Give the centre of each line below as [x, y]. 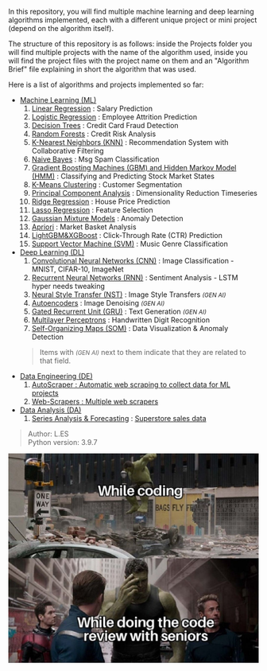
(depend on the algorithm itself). [61, 28]
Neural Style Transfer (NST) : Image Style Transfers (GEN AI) [129, 295]
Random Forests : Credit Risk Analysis [94, 134]
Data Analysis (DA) [50, 410]
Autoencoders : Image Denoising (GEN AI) [98, 303]
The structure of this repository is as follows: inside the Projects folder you [130, 44]
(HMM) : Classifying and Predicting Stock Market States [123, 176]
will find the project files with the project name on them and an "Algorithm [129, 60]
